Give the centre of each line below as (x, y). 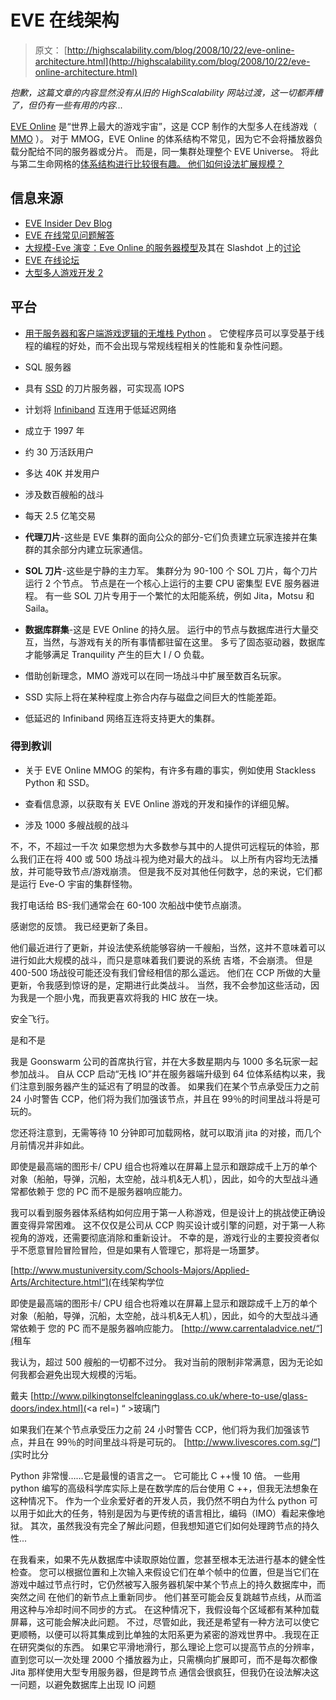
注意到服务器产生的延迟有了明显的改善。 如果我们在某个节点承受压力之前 (169, 1086)
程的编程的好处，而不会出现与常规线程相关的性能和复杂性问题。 (156, 345)
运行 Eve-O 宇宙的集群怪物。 (78, 883)
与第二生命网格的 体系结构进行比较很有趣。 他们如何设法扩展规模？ (147, 163)
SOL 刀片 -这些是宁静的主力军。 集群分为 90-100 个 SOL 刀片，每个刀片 (171, 570)
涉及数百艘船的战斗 (64, 494)
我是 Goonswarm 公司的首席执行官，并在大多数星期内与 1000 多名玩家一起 (164, 1061)
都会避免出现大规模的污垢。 (84, 1374)
